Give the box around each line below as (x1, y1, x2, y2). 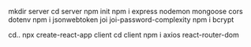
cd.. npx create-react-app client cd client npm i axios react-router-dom (8, 31, 239, 39)
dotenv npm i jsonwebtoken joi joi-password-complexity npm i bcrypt (8, 15, 234, 24)
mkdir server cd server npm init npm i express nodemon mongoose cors (8, 7, 243, 16)
